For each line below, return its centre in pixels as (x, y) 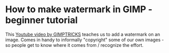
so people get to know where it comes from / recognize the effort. (74, 45)
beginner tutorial (41, 20)
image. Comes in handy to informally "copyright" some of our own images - (84, 40)
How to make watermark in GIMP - (79, 9)
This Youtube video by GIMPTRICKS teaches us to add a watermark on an (83, 34)
